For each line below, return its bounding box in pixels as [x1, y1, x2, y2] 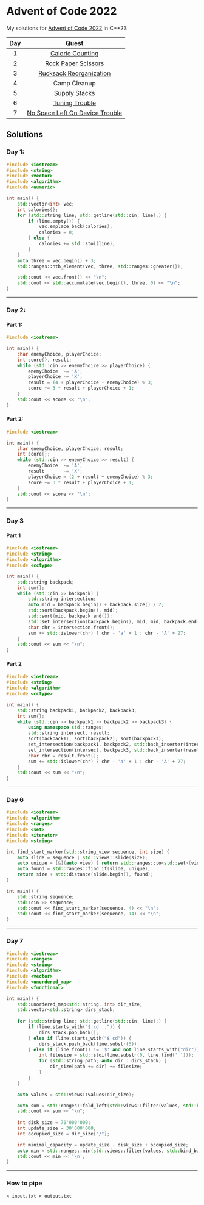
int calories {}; [17, 206, 59, 213]
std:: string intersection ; [28, 596, 97, 602]
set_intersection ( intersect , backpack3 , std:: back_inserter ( [28, 747, 186, 753]
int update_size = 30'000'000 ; [17, 1125, 97, 1131]
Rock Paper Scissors [45, 59, 104, 68]
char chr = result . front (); [28, 753, 99, 759]
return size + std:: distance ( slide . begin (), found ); [17, 871, 154, 878]
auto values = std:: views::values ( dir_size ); [17, 1092, 135, 1098]
